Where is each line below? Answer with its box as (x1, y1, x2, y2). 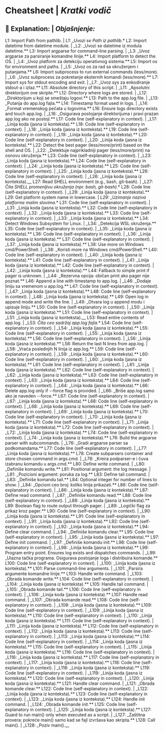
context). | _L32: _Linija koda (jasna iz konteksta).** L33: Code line (5, 210, 140, 216)
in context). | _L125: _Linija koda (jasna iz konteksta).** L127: (30, 706, 152, 712)
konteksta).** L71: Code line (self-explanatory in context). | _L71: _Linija (5, 419, 149, 425)
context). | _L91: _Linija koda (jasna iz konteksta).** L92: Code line (5, 519, 139, 524)
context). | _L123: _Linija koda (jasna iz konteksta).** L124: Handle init (5, 696, 145, 702)
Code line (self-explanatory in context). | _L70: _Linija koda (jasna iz (5, 414, 142, 420)
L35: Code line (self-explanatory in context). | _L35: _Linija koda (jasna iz (5, 226, 152, 231)
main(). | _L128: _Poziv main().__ (5, 722, 70, 728)
